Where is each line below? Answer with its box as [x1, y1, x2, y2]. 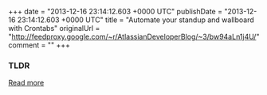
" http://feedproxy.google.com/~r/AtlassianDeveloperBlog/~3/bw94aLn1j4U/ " [8, 32, 260, 41]
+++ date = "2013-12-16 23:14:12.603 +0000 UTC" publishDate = [8, 7, 223, 16]
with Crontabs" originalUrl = [8, 24, 100, 32]
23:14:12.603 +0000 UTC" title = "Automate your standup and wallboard [17, 15, 254, 25]
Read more [8, 78, 45, 88]
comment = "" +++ [8, 40, 70, 50]
